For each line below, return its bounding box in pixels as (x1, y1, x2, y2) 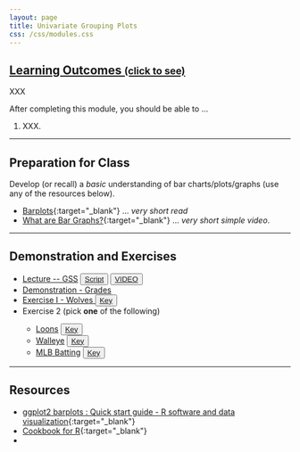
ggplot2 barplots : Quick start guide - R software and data (21, 407, 236, 417)
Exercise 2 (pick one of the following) (21, 305, 161, 316)
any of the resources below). (9, 188, 115, 199)
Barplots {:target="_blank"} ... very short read (21, 206, 188, 216)
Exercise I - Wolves (21, 294, 94, 305)
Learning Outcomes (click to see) (9, 62, 186, 78)
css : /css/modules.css (9, 29, 94, 38)
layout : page (9, 12, 58, 22)
